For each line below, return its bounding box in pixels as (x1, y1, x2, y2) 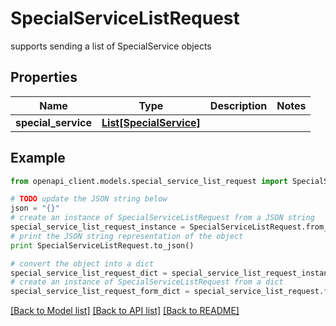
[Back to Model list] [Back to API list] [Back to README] (10, 305, 240, 317)
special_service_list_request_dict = (10, 268, 168, 278)
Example (10, 150, 66, 167)
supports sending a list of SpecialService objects (10, 40, 212, 52)
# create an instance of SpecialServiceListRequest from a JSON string (10, 213, 315, 223)
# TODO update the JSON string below (10, 194, 168, 204)
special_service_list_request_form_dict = (10, 287, 190, 297)
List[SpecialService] (101, 115, 201, 129)
